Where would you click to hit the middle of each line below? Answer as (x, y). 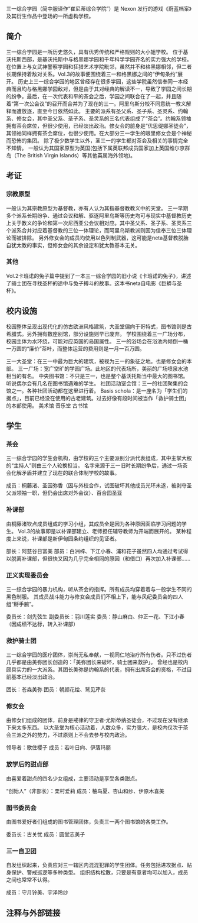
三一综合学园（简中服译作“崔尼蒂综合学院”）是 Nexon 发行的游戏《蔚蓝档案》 (99, 9)
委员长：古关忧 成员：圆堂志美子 (46, 834)
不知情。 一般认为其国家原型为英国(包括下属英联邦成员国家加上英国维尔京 (96, 148)
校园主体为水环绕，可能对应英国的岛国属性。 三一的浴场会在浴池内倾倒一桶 (97, 341)
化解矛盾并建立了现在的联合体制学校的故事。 (65, 473)
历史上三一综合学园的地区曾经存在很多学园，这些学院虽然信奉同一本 (100, 81)
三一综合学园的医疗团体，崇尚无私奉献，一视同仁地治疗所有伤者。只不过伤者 (99, 655)
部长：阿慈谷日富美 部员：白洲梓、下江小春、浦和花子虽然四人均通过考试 (95, 551)
